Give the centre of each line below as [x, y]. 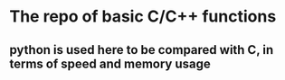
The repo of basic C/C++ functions [143, 17]
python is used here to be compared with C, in [142, 50]
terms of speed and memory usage [110, 63]
